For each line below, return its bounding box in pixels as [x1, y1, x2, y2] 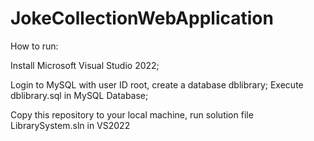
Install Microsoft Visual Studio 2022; [10, 59, 160, 71]
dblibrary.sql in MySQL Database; [10, 89, 149, 101]
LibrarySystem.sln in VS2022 [10, 119, 131, 131]
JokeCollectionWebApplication [10, 7, 274, 30]
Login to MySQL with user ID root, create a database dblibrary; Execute [10, 78, 304, 91]
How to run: [10, 40, 59, 52]
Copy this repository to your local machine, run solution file [10, 108, 254, 121]
